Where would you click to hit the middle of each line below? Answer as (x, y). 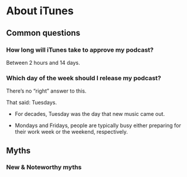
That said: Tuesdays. (32, 103)
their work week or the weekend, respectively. (71, 132)
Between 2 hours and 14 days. (43, 62)
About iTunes (40, 11)
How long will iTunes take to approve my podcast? (80, 50)
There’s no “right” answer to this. (46, 91)
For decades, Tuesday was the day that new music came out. (90, 114)
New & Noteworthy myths (44, 167)
